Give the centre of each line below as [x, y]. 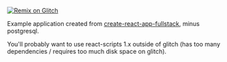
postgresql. [23, 31]
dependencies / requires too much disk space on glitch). [87, 51]
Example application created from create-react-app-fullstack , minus [104, 24]
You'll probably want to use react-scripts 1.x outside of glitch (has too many [114, 44]
